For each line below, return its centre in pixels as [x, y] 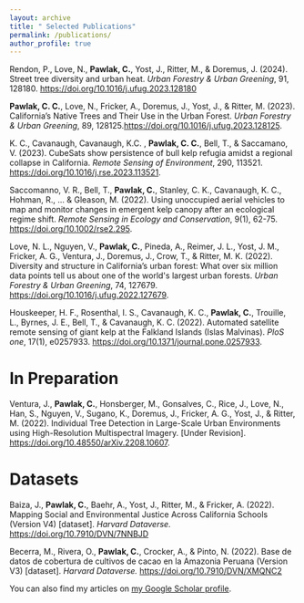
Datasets [44, 479]
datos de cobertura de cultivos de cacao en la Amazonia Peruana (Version [149, 561]
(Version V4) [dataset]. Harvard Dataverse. [90, 525]
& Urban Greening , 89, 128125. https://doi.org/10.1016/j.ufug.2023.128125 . [146, 126]
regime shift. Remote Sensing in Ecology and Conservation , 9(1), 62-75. [144, 219]
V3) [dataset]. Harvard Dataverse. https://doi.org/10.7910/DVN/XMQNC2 [146, 571]
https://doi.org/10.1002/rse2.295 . [71, 229]
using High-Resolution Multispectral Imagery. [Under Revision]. [128, 433]
